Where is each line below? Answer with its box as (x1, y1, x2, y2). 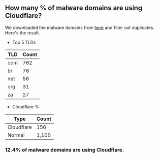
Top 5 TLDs (12, 39, 36, 45)
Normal (7, 132, 25, 138)
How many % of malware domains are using (5, 4, 143, 12)
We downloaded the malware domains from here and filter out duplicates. (5, 25, 155, 30)
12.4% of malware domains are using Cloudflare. (5, 146, 124, 153)
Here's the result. (5, 29, 40, 36)
